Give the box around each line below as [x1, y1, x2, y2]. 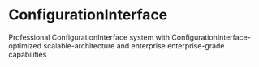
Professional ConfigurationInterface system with [8, 32, 171, 42]
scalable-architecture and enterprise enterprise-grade [43, 40, 225, 50]
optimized [8, 40, 42, 50]
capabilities [8, 49, 47, 59]
